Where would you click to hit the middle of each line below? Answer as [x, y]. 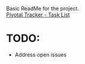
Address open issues [40, 55]
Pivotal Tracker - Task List [38, 15]
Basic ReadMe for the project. [42, 9]
